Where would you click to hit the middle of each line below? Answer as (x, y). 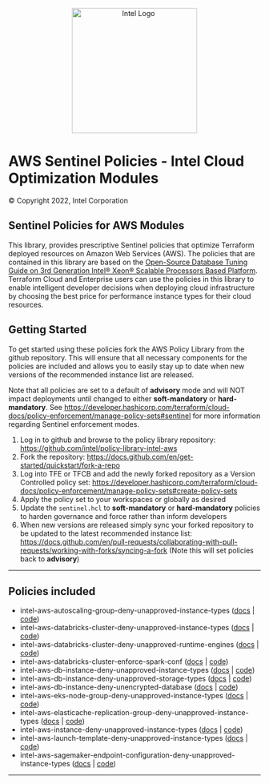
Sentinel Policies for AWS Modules (96, 225)
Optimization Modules (83, 178)
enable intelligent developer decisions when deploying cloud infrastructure (132, 287)
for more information (227, 416)
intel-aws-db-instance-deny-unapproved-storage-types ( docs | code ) (136, 679)
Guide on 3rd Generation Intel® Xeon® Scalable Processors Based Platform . (133, 270)
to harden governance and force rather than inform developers (123, 516)
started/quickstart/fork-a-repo (70, 465)
